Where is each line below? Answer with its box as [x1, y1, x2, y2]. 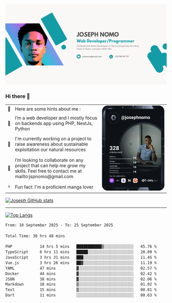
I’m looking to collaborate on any [15, 157, 83, 163]
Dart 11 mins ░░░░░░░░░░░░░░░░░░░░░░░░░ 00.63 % [5, 293, 157, 298]
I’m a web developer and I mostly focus [15, 115, 97, 121]
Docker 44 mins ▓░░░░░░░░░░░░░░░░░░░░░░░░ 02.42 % [5, 271, 157, 276]
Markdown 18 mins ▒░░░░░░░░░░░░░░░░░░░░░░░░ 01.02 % [5, 282, 157, 287]
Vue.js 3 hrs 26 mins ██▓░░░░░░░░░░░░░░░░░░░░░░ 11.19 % [5, 260, 157, 265]
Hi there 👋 [5, 93, 31, 100]
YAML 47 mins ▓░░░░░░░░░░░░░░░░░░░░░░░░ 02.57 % [5, 266, 157, 271]
